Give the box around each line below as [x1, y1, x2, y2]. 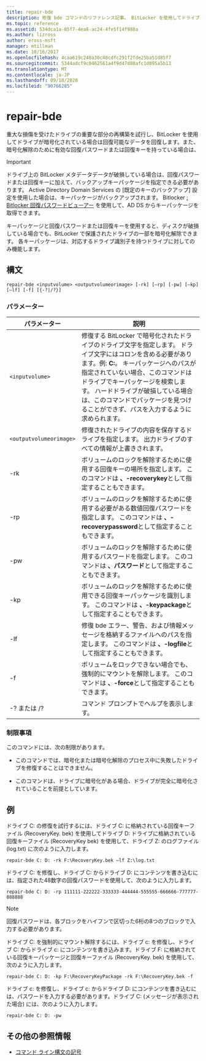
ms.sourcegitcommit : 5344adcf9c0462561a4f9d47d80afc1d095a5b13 [6, 60, 172, 66]
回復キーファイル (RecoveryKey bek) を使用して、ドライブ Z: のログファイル [6, 838, 199, 845]
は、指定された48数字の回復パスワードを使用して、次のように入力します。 [6, 876, 195, 884]
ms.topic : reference [6, 20, 59, 26]
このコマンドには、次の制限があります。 [6, 743, 109, 751]
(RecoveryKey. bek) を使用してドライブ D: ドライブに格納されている [23, 830, 196, 837]
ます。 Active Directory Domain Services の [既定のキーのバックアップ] [11, 186, 191, 193]
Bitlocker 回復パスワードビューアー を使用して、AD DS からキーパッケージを [6, 201, 199, 209]
